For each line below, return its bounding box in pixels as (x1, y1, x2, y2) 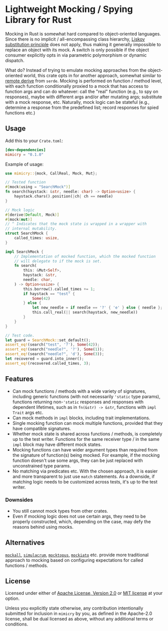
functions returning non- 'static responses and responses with (12, 399, 144, 405)
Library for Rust (5, 14, 72, 26)
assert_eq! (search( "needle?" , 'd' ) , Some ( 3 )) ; (5, 352, 104, 357)
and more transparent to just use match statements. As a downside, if (12, 473, 155, 480)
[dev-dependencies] (5, 147, 46, 152)
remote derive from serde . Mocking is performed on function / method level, (5, 78, 162, 84)
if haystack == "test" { (23, 291, 75, 296)
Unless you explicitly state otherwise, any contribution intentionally (5, 605, 143, 611)
